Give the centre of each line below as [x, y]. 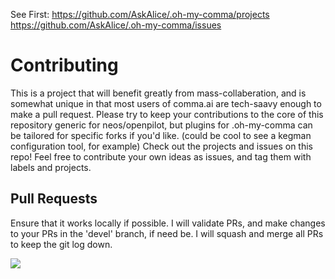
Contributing [64, 65]
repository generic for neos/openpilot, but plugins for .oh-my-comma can [161, 125]
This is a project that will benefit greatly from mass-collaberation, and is [158, 93]
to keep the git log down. [61, 244]
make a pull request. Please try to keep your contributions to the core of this [167, 114]
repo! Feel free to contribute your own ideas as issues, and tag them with [161, 156]
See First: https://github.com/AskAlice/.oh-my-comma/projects [140, 14]
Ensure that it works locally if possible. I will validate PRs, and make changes [168, 223]
